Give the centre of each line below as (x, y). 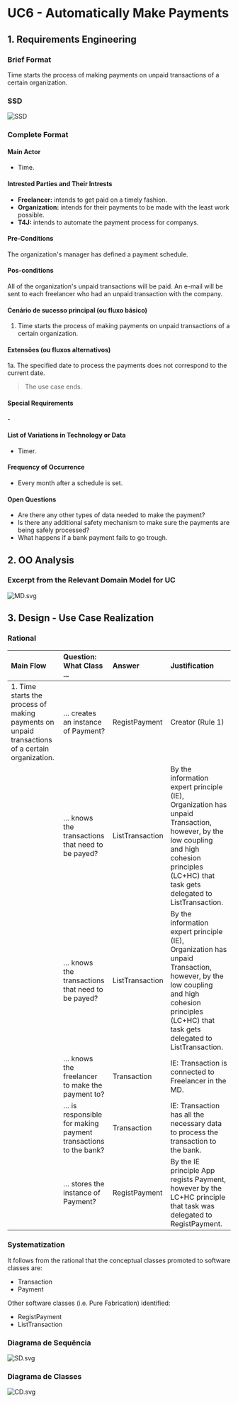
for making (81, 1123)
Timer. (27, 451)
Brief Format (29, 60)
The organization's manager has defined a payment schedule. (98, 254)
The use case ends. (53, 387)
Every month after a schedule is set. (70, 483)
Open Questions (32, 499)
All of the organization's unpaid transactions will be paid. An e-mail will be (115, 286)
